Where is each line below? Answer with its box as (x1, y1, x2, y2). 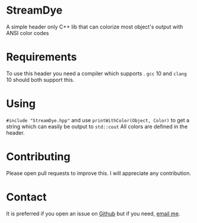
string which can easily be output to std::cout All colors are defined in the (6, 123, 188, 130)
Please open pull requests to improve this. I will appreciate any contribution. (6, 170, 192, 177)
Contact (6, 190, 47, 203)
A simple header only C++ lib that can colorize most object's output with (6, 23, 183, 30)
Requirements (6, 50, 77, 64)
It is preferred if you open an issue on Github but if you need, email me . (6, 210, 180, 217)
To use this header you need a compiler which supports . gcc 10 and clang (6, 69, 187, 77)
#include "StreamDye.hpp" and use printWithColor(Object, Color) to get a (6, 116, 190, 123)
